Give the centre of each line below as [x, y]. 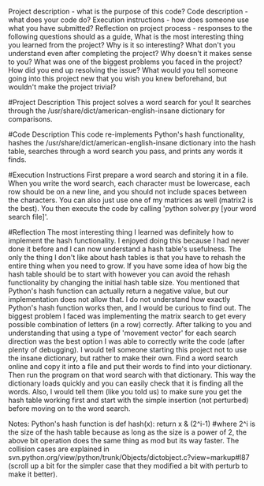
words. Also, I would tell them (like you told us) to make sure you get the [125, 392]
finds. [17, 160]
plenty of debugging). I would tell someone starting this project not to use [128, 350]
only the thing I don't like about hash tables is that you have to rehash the [127, 257]
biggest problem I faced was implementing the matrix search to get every [127, 316]
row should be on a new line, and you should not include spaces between [127, 192]
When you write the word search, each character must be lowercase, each [129, 183]
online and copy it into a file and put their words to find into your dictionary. [130, 366]
